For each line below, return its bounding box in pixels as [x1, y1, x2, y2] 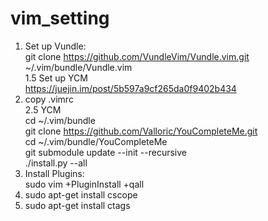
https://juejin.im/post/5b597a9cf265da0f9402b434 [24, 82, 237, 94]
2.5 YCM [24, 103, 62, 116]
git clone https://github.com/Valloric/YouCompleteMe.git [24, 125, 258, 137]
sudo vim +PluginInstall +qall [24, 178, 145, 190]
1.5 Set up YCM [24, 72, 88, 84]
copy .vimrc [24, 93, 74, 105]
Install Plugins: [24, 167, 85, 179]
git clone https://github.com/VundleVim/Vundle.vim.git [24, 50, 250, 62]
